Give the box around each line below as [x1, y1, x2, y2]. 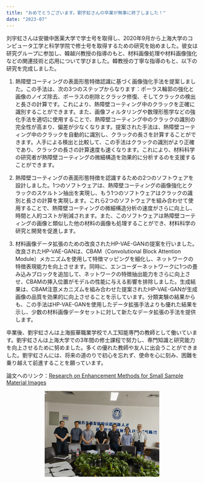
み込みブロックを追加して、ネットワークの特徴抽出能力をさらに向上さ [15, 270, 191, 277]
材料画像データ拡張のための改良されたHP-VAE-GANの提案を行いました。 [15, 240, 198, 247]
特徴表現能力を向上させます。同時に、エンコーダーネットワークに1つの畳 [15, 263, 198, 270]
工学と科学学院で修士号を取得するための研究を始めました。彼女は [32, 42, 198, 49]
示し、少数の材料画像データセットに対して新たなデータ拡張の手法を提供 [15, 308, 196, 316]
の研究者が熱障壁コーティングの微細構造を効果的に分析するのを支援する [15, 154, 196, 161]
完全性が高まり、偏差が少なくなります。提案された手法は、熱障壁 [15, 123, 180, 130]
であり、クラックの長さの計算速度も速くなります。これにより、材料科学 [15, 146, 195, 153]
